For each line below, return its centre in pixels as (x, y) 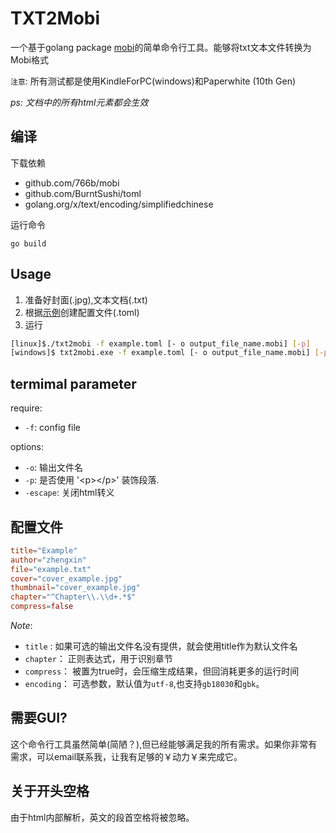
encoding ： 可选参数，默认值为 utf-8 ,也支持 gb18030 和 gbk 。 (144, 684)
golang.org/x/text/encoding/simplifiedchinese (119, 204)
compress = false (42, 607)
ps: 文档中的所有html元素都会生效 (79, 102)
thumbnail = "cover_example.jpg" (75, 588)
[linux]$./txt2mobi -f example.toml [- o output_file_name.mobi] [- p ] (160, 343)
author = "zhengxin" (48, 560)
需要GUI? (39, 718)
